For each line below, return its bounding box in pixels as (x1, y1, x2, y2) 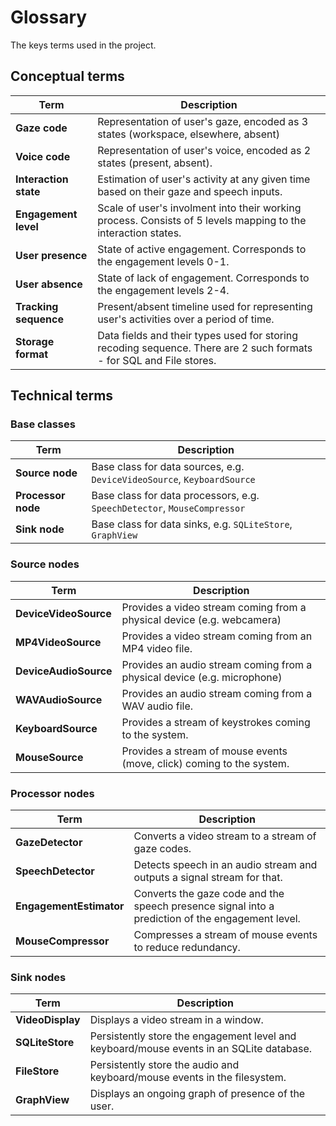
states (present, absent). (97, 156, 213, 170)
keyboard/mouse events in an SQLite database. (89, 1042, 313, 1056)
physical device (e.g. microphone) (121, 670, 283, 684)
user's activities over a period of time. (97, 312, 275, 326)
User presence (15, 248, 88, 262)
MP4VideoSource (15, 635, 102, 649)
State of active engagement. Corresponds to (97, 242, 307, 256)
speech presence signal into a (133, 899, 275, 913)
